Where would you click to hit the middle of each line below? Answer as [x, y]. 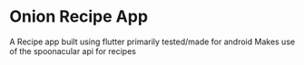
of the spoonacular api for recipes [73, 51]
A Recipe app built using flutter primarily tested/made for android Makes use [152, 42]
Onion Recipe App [78, 17]
